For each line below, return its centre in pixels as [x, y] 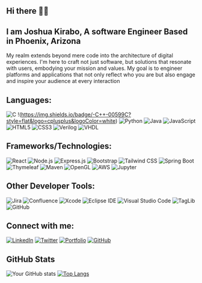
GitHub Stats [31, 259]
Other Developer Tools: [50, 186]
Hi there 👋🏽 [28, 11]
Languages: [29, 100]
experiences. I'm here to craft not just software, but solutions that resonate [99, 62]
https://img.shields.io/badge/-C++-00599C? [76, 114]
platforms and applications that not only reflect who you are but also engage [101, 75]
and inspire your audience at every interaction [63, 81]
